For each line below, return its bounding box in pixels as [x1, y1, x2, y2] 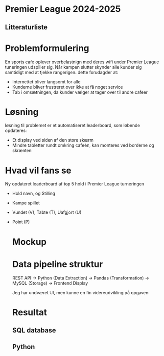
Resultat [12, 306, 47, 318]
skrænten [12, 148, 32, 153]
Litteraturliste [5, 23, 48, 31]
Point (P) [12, 219, 30, 225]
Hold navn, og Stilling [12, 190, 55, 197]
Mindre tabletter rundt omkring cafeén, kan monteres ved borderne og [12, 142, 154, 148]
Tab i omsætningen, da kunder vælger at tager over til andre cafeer [12, 89, 148, 95]
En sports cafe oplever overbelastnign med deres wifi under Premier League [5, 59, 159, 65]
